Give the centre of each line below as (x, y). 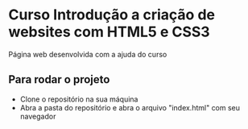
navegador (38, 116)
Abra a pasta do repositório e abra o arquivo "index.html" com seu (130, 107)
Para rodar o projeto (59, 79)
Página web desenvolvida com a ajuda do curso (88, 54)
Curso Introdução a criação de (112, 15)
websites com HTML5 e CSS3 (110, 32)
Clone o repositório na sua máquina (79, 99)
